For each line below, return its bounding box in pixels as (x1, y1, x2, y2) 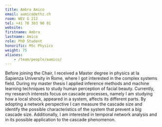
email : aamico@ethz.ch (5, 12, 51, 17)
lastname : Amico (5, 35, 38, 39)
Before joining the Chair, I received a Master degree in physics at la (5, 70, 140, 76)
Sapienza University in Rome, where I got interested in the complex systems (5, 75, 158, 81)
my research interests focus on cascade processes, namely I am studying (5, 91, 153, 97)
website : (5, 25, 23, 30)
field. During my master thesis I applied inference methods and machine (5, 81, 149, 87)
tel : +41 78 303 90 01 (5, 20, 51, 26)
